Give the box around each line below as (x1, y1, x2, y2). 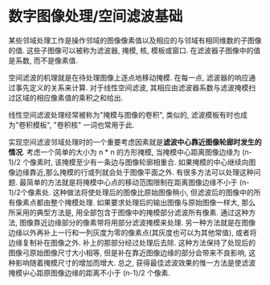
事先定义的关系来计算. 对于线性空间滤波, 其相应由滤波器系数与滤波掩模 (14, 82, 249, 93)
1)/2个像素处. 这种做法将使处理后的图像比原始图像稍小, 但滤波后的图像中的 (8, 187, 255, 197)
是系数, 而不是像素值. (8, 56, 79, 65)
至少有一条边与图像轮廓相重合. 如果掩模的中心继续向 (76, 157, 249, 167)
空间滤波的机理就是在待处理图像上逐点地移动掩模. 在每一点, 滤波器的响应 (8, 72, 249, 82)
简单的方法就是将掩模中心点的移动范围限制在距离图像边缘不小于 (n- (26, 177, 250, 187)
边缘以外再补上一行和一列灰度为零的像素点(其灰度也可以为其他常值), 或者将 (8, 227, 257, 237)
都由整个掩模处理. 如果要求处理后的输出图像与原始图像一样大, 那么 (35, 197, 256, 207)
